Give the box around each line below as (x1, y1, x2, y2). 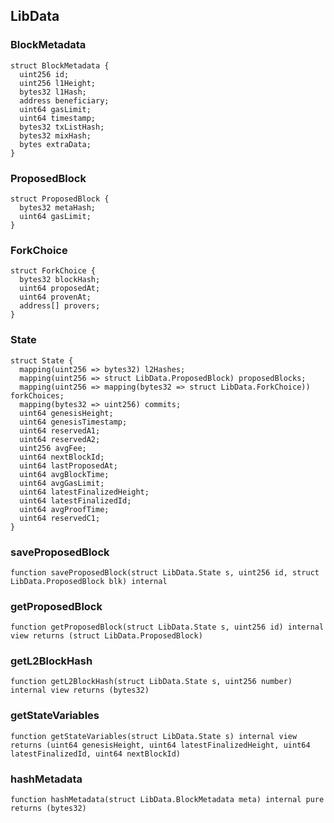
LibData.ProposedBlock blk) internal (10, 576, 168, 586)
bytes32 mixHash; (19, 130, 92, 141)
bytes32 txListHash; (19, 122, 105, 132)
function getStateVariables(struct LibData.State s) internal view (10, 731, 298, 741)
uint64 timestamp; (19, 113, 97, 123)
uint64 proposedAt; (19, 284, 101, 294)
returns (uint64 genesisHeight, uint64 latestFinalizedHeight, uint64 (10, 740, 311, 750)
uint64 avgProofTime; (19, 504, 110, 514)
